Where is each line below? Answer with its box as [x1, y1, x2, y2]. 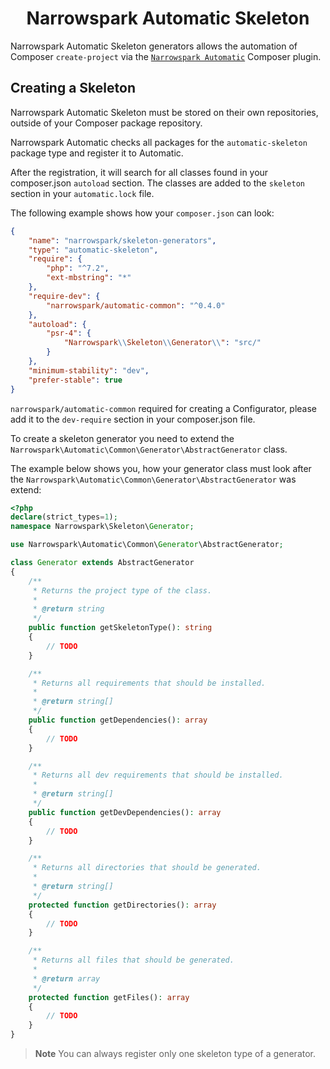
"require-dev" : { [28, 291, 101, 301]
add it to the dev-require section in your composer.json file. [10, 413, 256, 425]
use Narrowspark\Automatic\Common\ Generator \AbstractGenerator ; [10, 540, 284, 550]
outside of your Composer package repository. [10, 117, 203, 129]
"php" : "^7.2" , [46, 263, 110, 274]
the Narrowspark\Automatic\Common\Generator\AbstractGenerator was [10, 473, 297, 485]
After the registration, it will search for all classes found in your [10, 166, 269, 178]
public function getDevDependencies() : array [28, 807, 222, 817]
